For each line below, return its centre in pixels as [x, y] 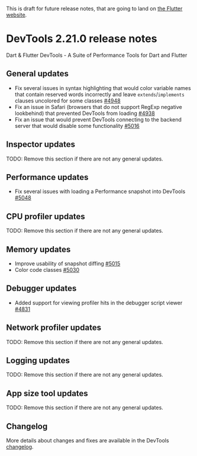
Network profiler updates [54, 328]
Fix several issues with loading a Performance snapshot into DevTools [100, 191]
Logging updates [38, 361]
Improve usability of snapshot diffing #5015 [67, 264]
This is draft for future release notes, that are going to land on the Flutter [94, 9]
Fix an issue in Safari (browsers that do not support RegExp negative [98, 107]
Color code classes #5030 [47, 270]
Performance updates [47, 177]
